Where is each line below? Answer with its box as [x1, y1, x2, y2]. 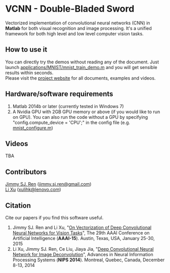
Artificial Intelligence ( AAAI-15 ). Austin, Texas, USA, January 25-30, [12, 235, 155, 241]
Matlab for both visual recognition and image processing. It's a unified [5, 25, 152, 31]
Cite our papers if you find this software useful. [5, 215, 104, 221]
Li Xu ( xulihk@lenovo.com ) [5, 186, 62, 193]
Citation [5, 201, 31, 210]
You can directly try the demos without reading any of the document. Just [5, 59, 159, 65]
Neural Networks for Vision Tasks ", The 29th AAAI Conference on [12, 230, 150, 236]
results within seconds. [5, 70, 54, 76]
